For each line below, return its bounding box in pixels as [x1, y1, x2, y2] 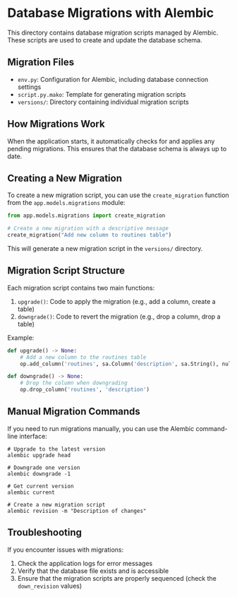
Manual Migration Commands [7, 406, 141, 418]
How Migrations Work [7, 118, 105, 130]
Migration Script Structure [7, 265, 126, 277]
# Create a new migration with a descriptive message [7, 225, 169, 232]
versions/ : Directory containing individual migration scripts [17, 97, 189, 106]
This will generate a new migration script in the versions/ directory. [7, 244, 203, 252]
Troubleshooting [7, 526, 83, 538]
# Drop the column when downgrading [20, 379, 128, 386]
